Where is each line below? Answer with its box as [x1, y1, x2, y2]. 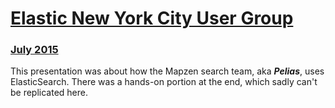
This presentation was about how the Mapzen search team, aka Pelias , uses [10, 65, 325, 77]
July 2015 [10, 43, 59, 57]
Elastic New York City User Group [10, 7, 294, 30]
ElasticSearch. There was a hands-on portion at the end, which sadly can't [10, 76, 318, 88]
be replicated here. [10, 87, 89, 99]
